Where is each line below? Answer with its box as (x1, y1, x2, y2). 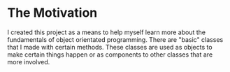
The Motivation (7, 5, 98, 21)
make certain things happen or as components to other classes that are (7, 50, 213, 59)
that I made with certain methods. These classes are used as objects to (7, 43, 213, 51)
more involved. (7, 57, 50, 66)
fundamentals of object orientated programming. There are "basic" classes (7, 35, 224, 43)
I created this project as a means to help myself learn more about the (7, 28, 206, 36)
